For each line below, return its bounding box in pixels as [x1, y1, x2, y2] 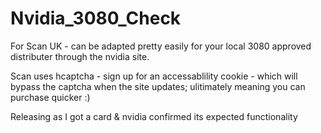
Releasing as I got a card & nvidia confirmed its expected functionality [10, 110, 298, 122]
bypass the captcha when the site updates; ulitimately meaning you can [10, 80, 306, 92]
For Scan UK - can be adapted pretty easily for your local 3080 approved [10, 40, 312, 52]
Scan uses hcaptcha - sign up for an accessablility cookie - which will [10, 70, 298, 82]
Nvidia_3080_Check [10, 7, 182, 30]
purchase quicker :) [10, 91, 91, 103]
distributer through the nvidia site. [10, 50, 150, 62]
